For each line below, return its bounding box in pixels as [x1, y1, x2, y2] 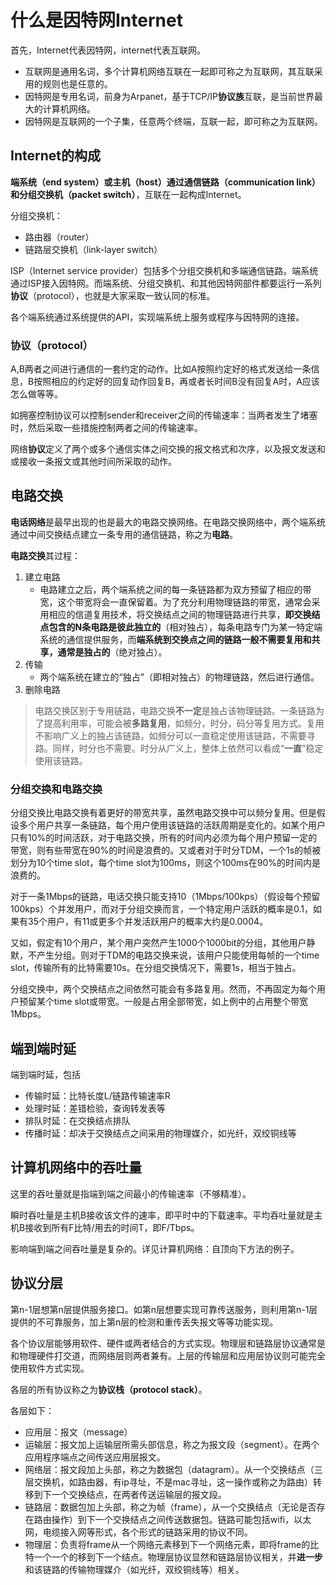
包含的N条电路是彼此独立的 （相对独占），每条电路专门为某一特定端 [48, 621, 323, 633]
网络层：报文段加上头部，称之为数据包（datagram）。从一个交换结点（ [24, 1463, 315, 1475]
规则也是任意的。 [42, 77, 113, 90]
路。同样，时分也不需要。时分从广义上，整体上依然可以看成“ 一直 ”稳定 [34, 742, 324, 754]
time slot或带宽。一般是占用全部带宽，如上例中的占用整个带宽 [53, 996, 309, 1008]
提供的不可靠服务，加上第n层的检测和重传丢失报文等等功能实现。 [10, 1316, 279, 1328]
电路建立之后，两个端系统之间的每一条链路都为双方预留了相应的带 [39, 583, 312, 595]
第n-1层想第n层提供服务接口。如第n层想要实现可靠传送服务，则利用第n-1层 [10, 1303, 318, 1315]
